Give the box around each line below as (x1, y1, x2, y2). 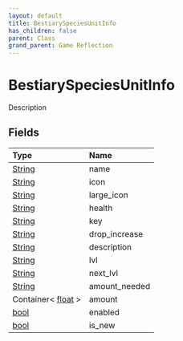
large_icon (88, 189, 128, 201)
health (88, 202, 113, 213)
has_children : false (8, 26, 78, 35)
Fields (8, 126, 40, 140)
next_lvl (88, 267, 119, 278)
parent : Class (8, 34, 56, 43)
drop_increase (88, 228, 144, 239)
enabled (88, 306, 120, 318)
